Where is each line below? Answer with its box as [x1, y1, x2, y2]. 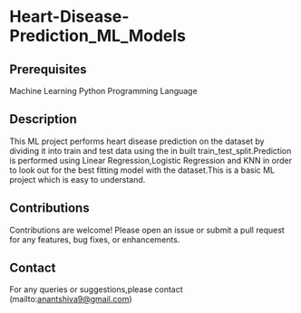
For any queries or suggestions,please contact [9, 284, 183, 295]
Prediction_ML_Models [9, 25, 187, 46]
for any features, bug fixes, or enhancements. [9, 233, 180, 245]
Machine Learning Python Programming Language [9, 86, 198, 96]
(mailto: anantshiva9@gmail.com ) [9, 294, 133, 305]
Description [9, 111, 77, 128]
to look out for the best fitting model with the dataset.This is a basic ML [9, 165, 276, 175]
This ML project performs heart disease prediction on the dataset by [9, 136, 265, 147]
